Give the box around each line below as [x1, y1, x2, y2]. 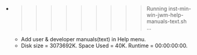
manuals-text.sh [146, 18, 187, 25]
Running [146, 5, 168, 12]
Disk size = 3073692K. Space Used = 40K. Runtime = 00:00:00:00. [20, 42, 188, 49]
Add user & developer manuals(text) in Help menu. [20, 36, 146, 42]
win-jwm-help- [146, 11, 184, 19]
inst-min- [168, 5, 192, 12]
